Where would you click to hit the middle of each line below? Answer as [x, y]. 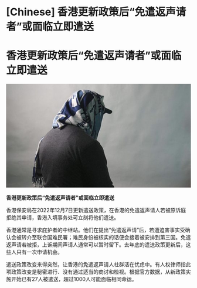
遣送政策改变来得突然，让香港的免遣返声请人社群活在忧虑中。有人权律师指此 [98, 264]
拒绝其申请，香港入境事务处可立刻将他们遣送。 [62, 217]
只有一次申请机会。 [39, 252]
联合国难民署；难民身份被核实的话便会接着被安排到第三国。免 [111, 237]
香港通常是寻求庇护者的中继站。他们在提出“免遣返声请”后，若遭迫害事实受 [96, 230]
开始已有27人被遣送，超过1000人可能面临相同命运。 [74, 279]
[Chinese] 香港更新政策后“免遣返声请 [96, 12]
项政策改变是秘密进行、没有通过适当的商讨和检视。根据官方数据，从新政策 [96, 272]
